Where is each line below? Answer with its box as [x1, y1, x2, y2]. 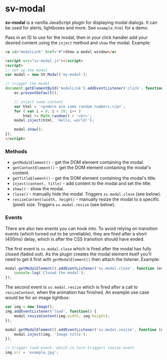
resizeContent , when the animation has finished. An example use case [5, 289, 150, 295]
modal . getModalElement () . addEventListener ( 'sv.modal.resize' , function [5, 327, 157, 332]
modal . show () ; [14, 127, 43, 132]
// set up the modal [5, 68, 48, 73]
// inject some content [14, 99, 64, 105]
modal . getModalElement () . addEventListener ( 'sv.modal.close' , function [5, 266, 155, 271]
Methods [5, 148, 27, 155]
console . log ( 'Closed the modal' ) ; [14, 270, 85, 275]
